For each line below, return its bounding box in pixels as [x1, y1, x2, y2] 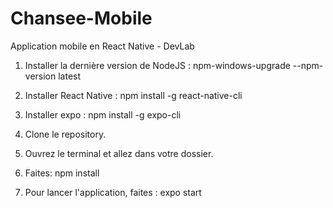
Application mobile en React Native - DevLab [10, 40, 195, 52]
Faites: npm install [24, 167, 100, 179]
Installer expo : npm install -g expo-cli [24, 108, 182, 121]
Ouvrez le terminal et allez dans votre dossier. [24, 147, 214, 159]
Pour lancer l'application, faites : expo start [24, 186, 202, 198]
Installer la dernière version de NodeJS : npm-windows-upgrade [24, 59, 291, 71]
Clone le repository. [24, 128, 107, 140]
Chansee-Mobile [10, 7, 153, 30]
